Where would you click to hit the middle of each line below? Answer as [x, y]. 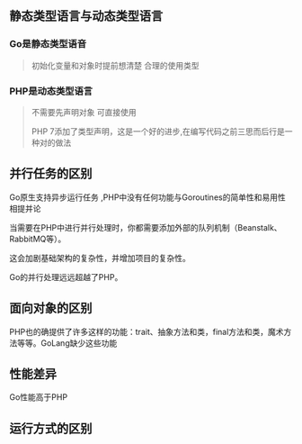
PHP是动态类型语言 [51, 91]
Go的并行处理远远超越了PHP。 [66, 276]
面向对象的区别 [51, 308]
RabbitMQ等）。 [38, 239]
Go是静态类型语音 [48, 44]
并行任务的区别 [51, 174]
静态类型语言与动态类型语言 [86, 16]
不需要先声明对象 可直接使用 [84, 112]
